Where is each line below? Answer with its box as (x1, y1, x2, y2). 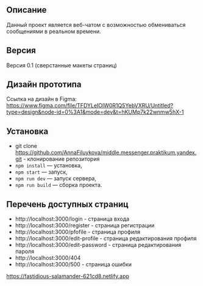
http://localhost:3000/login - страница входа (15, 215, 130, 222)
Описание (6, 5, 47, 15)
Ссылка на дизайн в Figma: (6, 95, 77, 103)
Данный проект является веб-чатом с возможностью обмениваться (6, 21, 186, 28)
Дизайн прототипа (6, 79, 82, 90)
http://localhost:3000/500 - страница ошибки (15, 261, 132, 268)
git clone (15, 142, 38, 150)
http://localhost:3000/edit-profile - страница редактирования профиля (15, 235, 197, 242)
